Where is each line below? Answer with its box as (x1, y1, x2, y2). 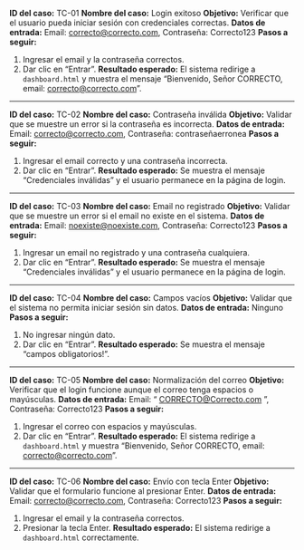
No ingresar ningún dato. (22, 330, 116, 340)
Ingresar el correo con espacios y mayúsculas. (22, 421, 197, 431)
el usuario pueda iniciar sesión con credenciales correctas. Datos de (9, 17, 266, 28)
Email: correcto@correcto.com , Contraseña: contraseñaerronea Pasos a (9, 129, 279, 139)
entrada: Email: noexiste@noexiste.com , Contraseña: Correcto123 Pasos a (9, 220, 288, 230)
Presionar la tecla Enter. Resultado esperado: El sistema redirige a (22, 523, 271, 533)
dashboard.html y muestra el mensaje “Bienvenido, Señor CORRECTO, (22, 73, 283, 84)
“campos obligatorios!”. (22, 349, 110, 359)
